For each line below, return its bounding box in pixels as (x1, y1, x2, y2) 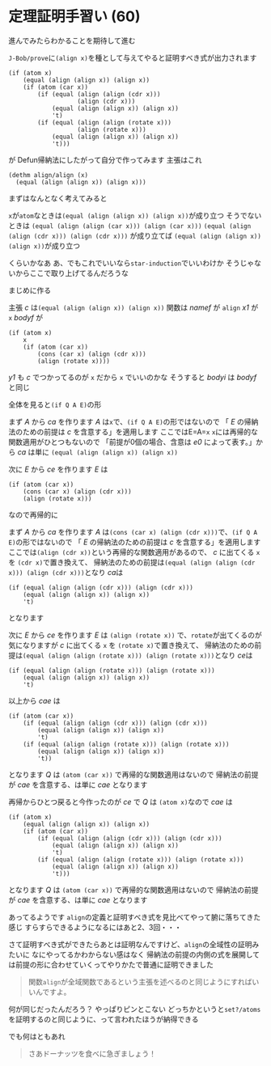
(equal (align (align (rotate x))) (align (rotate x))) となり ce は (23, 650, 253, 660)
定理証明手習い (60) (8, 7, 141, 26)
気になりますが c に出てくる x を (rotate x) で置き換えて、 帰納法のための (8, 640, 255, 649)
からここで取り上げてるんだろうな (15, 268, 129, 277)
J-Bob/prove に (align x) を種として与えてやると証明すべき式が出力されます (8, 53, 257, 62)
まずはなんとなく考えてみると (8, 193, 108, 203)
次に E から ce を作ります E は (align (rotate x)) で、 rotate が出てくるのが (8, 630, 262, 640)
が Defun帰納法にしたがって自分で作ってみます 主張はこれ (8, 154, 202, 164)
